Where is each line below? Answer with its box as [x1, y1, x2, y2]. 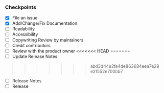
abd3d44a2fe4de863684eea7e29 [90, 63, 160, 69]
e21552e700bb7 [90, 68, 123, 74]
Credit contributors [12, 42, 51, 48]
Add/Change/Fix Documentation [12, 20, 77, 26]
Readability [12, 26, 35, 32]
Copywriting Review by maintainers [12, 37, 84, 43]
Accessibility [12, 31, 38, 37]
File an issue [12, 15, 38, 21]
